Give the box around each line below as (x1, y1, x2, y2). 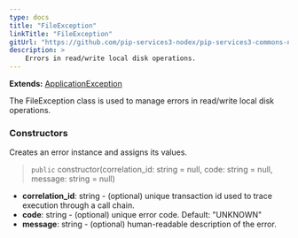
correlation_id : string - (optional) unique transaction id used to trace (21, 191, 273, 202)
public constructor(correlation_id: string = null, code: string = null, (30, 165, 273, 175)
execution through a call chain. (21, 200, 135, 211)
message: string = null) (30, 173, 115, 184)
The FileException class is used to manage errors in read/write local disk (9, 96, 275, 106)
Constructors (9, 127, 68, 139)
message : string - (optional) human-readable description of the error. (21, 219, 277, 230)
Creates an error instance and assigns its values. (9, 147, 188, 157)
